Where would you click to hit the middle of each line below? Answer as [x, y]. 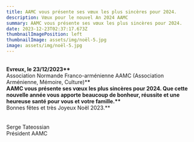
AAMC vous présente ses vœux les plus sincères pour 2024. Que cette [97, 88]
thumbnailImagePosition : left [44, 34]
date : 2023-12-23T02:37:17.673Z [47, 29]
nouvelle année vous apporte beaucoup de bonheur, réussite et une [93, 95]
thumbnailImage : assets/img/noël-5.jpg [57, 40]
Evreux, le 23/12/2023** [38, 69]
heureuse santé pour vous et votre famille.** [63, 101]
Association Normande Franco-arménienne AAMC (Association [85, 76]
